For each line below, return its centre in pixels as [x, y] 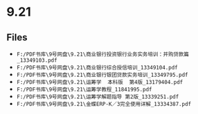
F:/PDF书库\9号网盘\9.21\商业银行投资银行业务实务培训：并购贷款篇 [103, 54]
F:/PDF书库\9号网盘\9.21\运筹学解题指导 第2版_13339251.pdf [98, 97]
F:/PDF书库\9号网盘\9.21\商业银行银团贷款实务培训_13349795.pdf [102, 75]
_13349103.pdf [37, 60]
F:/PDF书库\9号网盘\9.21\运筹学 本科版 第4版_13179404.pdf [100, 82]
